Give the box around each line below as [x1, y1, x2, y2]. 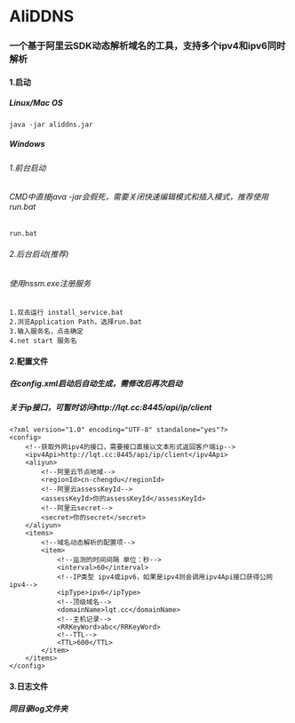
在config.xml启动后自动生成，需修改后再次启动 [9, 378, 183, 389]
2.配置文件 [9, 356, 49, 366]
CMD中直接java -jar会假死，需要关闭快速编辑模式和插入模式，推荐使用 [9, 191, 269, 202]
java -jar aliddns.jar [9, 120, 93, 129]
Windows [9, 139, 46, 149]
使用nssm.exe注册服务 [9, 278, 92, 289]
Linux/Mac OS [9, 98, 64, 108]
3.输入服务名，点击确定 [9, 326, 84, 335]
